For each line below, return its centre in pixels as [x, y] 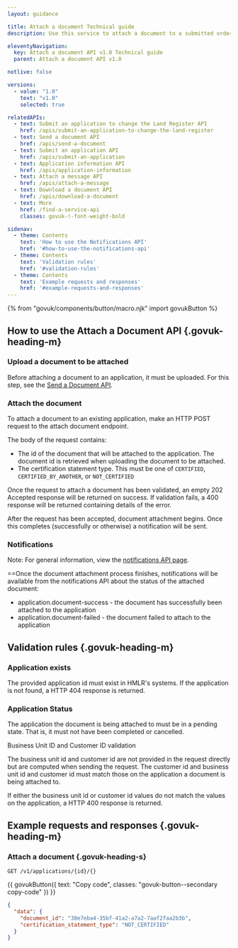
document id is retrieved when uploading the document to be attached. [121, 461]
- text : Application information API [69, 164]
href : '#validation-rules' [60, 269]
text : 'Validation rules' [58, 262]
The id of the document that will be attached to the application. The [116, 453]
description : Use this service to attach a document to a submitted [110, 33]
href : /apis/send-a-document [63, 144]
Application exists [39, 667]
